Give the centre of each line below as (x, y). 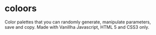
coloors (21, 9)
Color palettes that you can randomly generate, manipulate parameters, (78, 22)
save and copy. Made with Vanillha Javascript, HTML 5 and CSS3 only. (77, 27)
